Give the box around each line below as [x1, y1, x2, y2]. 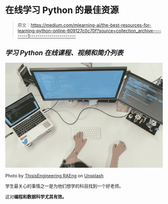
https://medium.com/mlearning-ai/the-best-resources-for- [30, 22, 151, 28]
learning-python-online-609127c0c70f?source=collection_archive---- [17, 27, 161, 33]
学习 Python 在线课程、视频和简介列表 [5, 48, 123, 57]
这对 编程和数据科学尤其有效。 [5, 193, 66, 199]
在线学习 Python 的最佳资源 [5, 4, 119, 16]
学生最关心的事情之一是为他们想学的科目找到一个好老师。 [5, 183, 123, 189]
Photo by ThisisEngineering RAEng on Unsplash [5, 172, 104, 178]
